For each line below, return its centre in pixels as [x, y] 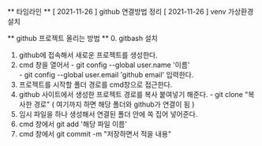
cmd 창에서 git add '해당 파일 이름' [73, 124]
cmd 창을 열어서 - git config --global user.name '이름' [104, 65]
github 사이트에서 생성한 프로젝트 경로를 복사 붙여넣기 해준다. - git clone [131, 94]
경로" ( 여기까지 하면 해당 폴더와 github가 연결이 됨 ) [114, 104]
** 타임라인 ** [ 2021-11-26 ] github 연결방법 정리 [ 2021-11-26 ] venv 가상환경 [131, 11]
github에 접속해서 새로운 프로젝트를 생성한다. [88, 55]
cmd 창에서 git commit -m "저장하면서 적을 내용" [95, 134]
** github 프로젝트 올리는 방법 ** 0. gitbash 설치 [83, 38]
